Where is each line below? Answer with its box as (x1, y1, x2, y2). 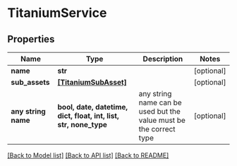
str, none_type (57, 120, 108, 129)
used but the (138, 107, 181, 116)
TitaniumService (7, 5, 107, 21)
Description (142, 54, 183, 64)
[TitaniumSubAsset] (57, 78, 127, 87)
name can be (138, 97, 182, 107)
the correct (138, 124, 176, 134)
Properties (7, 33, 55, 45)
